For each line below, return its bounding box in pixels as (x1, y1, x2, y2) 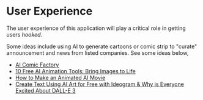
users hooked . (6, 30, 43, 38)
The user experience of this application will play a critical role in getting (6, 24, 186, 32)
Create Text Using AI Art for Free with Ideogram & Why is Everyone (15, 80, 185, 88)
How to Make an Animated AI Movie (15, 74, 106, 81)
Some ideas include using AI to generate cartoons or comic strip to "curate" (6, 43, 197, 50)
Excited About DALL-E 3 (15, 87, 76, 94)
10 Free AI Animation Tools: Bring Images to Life (15, 67, 136, 74)
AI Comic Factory (15, 61, 59, 68)
